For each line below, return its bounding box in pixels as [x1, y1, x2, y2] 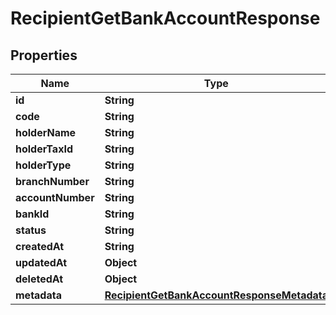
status [15, 223, 47, 237]
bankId [15, 207, 50, 221]
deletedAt [15, 272, 64, 286]
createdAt [15, 240, 65, 253]
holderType [15, 158, 72, 172]
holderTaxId [15, 142, 73, 156]
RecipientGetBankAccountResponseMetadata [104, 288, 329, 302]
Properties [10, 47, 78, 64]
